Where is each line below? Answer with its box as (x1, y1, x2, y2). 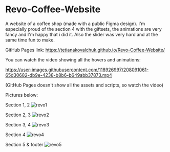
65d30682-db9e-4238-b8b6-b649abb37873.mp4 (5, 72, 112, 78)
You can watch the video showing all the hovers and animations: (5, 56, 141, 62)
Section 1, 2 (5, 101, 30, 108)
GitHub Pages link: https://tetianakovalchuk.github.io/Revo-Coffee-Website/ (5, 47, 165, 53)
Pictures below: (5, 92, 38, 98)
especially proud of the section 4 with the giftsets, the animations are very (5, 26, 162, 32)
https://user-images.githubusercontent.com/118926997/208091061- (5, 67, 149, 73)
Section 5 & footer (5, 141, 44, 147)
